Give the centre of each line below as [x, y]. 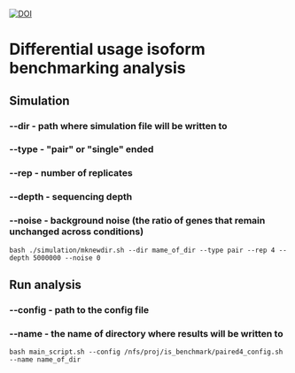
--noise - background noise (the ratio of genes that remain [137, 221]
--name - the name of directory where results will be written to [146, 333]
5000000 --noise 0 [66, 258]
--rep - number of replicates [71, 173]
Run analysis [46, 284]
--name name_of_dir [45, 360]
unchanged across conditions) [77, 232]
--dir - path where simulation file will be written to [118, 126]
